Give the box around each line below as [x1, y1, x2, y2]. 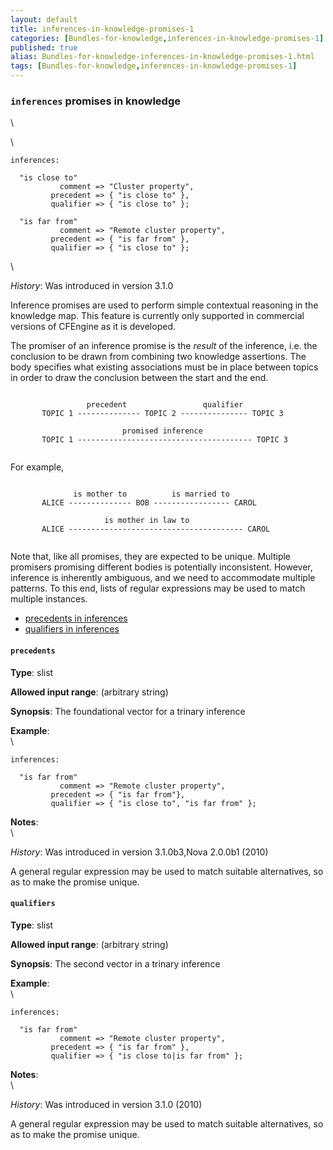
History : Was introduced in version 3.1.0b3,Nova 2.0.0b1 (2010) [10, 846, 269, 858]
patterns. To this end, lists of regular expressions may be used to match [10, 582, 306, 595]
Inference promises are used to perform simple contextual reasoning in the [10, 299, 319, 311]
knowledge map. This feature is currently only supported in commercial [10, 310, 305, 322]
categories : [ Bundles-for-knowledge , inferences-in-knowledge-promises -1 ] [10, 33, 325, 43]
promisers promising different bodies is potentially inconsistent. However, [10, 561, 313, 573]
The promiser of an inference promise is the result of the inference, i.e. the [10, 340, 318, 352]
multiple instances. [10, 593, 88, 605]
